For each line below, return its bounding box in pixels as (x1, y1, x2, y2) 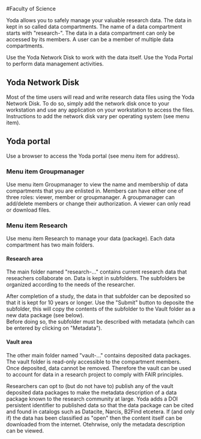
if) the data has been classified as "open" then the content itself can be (6, 414, 183, 422)
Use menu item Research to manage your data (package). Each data (6, 235, 175, 242)
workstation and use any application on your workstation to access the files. (6, 106, 195, 113)
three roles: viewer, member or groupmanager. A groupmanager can (6, 193, 175, 200)
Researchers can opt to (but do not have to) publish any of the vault (6, 382, 174, 389)
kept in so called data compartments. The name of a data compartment (6, 23, 182, 30)
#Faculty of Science (6, 5, 56, 12)
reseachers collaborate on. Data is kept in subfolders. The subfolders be (6, 275, 185, 282)
